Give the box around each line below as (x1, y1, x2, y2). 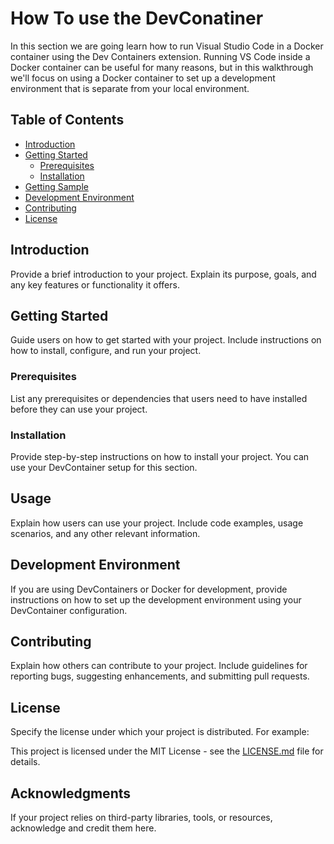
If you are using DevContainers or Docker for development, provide (10, 583, 288, 595)
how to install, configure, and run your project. (10, 345, 202, 357)
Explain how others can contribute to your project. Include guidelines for (10, 660, 308, 672)
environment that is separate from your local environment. (10, 82, 250, 94)
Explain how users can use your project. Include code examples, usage (10, 517, 304, 529)
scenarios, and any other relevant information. (10, 527, 201, 539)
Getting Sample (24, 180, 89, 192)
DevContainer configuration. (10, 604, 128, 616)
